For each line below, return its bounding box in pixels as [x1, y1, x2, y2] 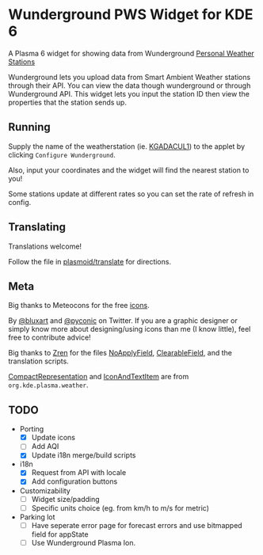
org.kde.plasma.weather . [8, 380, 89, 390]
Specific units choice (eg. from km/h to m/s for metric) [31, 503, 210, 512]
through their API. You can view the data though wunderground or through [8, 81, 251, 90]
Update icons [31, 433, 75, 443]
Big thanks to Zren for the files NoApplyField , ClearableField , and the [8, 348, 232, 358]
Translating [8, 220, 66, 234]
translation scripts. [8, 356, 69, 366]
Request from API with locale [31, 468, 127, 477]
